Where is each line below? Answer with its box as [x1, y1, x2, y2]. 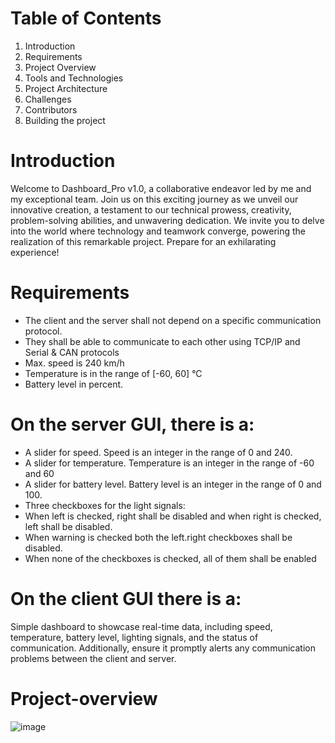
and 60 [24, 467, 55, 479]
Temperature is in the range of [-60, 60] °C [24, 367, 203, 379]
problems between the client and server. [10, 652, 177, 664]
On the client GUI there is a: [10, 587, 242, 610]
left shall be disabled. [24, 520, 113, 532]
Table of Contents [10, 7, 162, 30]
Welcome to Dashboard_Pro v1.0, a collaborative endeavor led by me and [10, 182, 312, 194]
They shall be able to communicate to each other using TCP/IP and [24, 335, 301, 347]
